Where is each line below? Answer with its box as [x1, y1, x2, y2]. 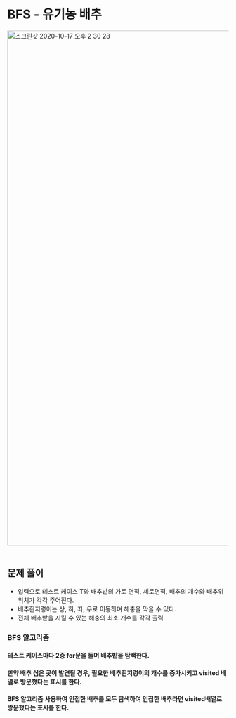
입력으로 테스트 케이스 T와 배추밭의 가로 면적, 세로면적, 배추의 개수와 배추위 [17, 587, 224, 595]
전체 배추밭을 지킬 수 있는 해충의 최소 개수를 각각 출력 [17, 613, 164, 622]
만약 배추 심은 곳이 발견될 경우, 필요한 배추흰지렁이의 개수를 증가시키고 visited [7, 668, 220, 677]
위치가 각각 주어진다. [17, 596, 74, 604]
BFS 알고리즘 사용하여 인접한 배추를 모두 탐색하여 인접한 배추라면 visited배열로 [7, 695, 223, 703]
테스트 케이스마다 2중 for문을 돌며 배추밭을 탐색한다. [7, 651, 150, 660]
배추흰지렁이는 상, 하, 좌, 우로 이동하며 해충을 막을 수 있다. [17, 604, 177, 613]
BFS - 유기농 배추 [7, 6, 103, 22]
